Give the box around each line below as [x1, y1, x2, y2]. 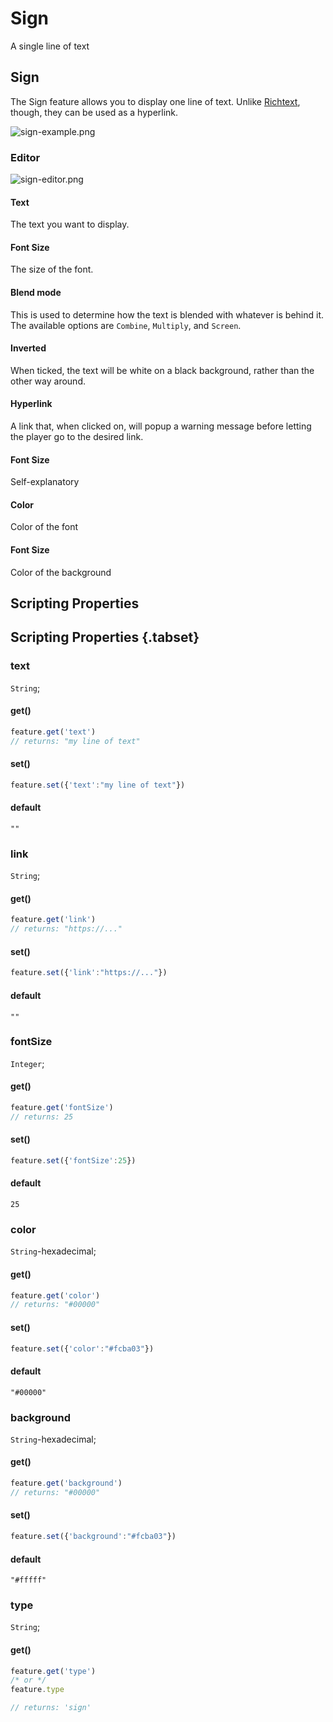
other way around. [10, 375, 86, 387]
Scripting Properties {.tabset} [10, 629, 200, 646]
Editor [10, 150, 41, 164]
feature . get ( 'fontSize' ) [10, 1103, 114, 1113]
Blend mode [10, 287, 62, 299]
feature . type [10, 1685, 65, 1695]
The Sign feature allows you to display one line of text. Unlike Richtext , [10, 95, 301, 107]
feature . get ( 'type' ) [10, 1666, 97, 1676]
